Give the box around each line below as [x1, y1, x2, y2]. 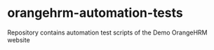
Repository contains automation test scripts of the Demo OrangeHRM [7, 28, 208, 37]
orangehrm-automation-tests [7, 5, 184, 21]
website [7, 35, 30, 44]
